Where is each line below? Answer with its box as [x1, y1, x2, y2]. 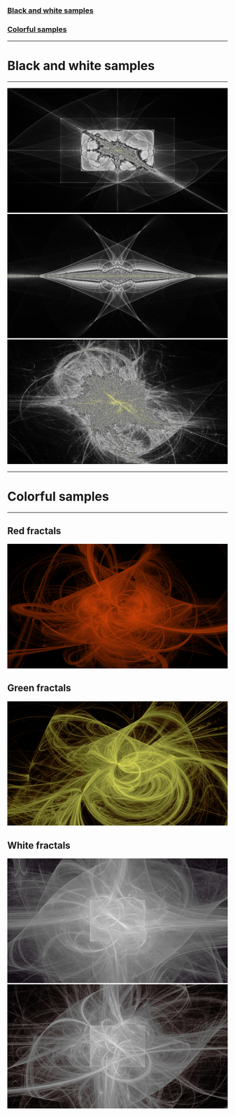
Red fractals [7, 525, 62, 537]
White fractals [7, 839, 71, 851]
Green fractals [7, 682, 71, 694]
